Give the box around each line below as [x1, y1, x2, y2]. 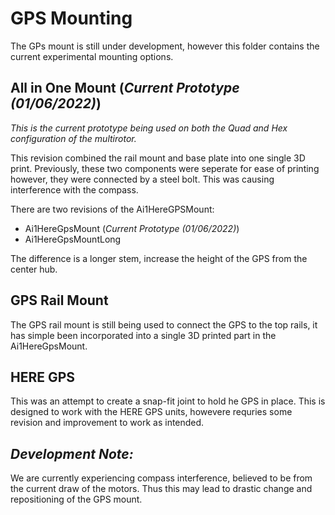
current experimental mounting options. [10, 50, 174, 62]
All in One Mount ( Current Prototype [10, 80, 240, 97]
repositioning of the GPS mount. [10, 493, 143, 506]
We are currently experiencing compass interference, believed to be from [10, 472, 313, 484]
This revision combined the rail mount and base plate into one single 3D [10, 152, 306, 164]
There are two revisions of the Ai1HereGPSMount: [10, 203, 215, 215]
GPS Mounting [10, 7, 133, 30]
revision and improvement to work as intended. [10, 417, 205, 429]
